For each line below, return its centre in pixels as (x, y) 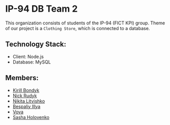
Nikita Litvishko (29, 101)
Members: (22, 78)
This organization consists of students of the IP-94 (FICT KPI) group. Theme (85, 23)
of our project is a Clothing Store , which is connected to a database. (78, 28)
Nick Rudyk (25, 96)
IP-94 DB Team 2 (41, 9)
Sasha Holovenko (31, 117)
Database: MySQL (32, 62)
